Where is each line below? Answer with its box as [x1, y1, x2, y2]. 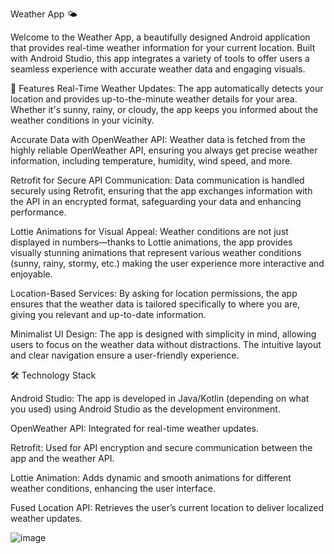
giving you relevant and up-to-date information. [10, 309, 207, 320]
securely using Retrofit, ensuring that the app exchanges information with [10, 185, 313, 197]
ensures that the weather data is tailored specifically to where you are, [10, 298, 301, 310]
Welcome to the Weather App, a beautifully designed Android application [10, 31, 311, 43]
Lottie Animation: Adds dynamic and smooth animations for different [10, 472, 292, 483]
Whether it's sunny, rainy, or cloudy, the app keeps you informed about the [10, 104, 319, 115]
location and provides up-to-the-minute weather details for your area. [10, 93, 298, 105]
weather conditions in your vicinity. [10, 114, 155, 126]
